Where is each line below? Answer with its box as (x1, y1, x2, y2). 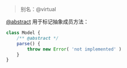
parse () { (16, 40, 41, 46)
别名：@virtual (20, 6, 57, 12)
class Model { (6, 30, 41, 36)
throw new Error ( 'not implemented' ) (27, 46, 122, 52)
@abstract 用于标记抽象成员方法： (6, 18, 89, 25)
